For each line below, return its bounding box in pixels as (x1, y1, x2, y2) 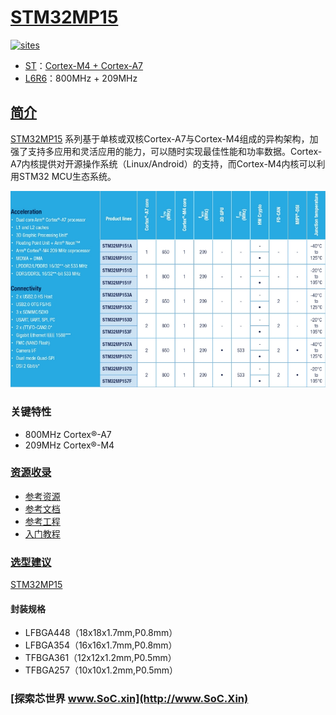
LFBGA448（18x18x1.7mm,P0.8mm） (24, 627, 178, 639)
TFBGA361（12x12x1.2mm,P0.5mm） (24, 652, 177, 664)
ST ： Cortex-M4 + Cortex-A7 (24, 59, 144, 71)
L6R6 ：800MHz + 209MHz (24, 72, 138, 84)
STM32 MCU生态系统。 (18, 170, 117, 182)
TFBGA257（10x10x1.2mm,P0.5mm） (24, 664, 179, 676)
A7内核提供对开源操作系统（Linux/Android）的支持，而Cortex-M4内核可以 (10, 157, 317, 170)
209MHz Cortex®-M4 (24, 439, 115, 451)
